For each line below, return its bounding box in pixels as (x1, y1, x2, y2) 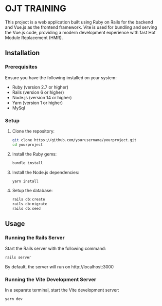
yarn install (12, 179, 39, 184)
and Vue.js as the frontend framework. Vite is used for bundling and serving (5, 24, 157, 30)
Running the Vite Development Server (5, 276, 96, 283)
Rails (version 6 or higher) (12, 89, 64, 95)
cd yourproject (12, 142, 43, 147)
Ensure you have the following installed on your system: (5, 74, 117, 81)
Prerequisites (5, 64, 37, 70)
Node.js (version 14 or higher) (12, 94, 72, 100)
